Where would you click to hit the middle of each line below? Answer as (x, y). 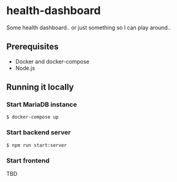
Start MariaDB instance (42, 104)
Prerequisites (32, 47)
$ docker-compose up (33, 117)
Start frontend (28, 161)
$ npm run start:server (37, 145)
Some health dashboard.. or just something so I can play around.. (89, 27)
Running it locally (40, 87)
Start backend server (39, 133)
